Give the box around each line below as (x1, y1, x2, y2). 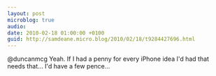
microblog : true (7, 17, 55, 23)
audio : (7, 23, 27, 30)
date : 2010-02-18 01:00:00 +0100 (7, 29, 105, 37)
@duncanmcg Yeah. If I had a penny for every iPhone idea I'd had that (7, 55, 210, 63)
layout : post (7, 10, 45, 17)
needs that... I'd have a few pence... (7, 62, 110, 70)
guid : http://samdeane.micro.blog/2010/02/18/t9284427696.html (7, 36, 196, 43)
